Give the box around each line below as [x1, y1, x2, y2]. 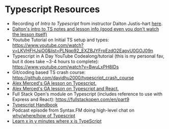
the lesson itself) [12, 31, 47, 37]
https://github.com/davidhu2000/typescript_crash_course [12, 74, 134, 81]
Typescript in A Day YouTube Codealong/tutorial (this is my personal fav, [12, 53, 165, 59]
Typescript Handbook [12, 101, 58, 108]
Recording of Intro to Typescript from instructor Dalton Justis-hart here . [12, 20, 163, 27]
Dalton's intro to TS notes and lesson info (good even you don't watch [12, 25, 159, 32]
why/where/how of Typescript [12, 112, 76, 118]
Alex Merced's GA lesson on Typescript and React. [12, 85, 119, 91]
